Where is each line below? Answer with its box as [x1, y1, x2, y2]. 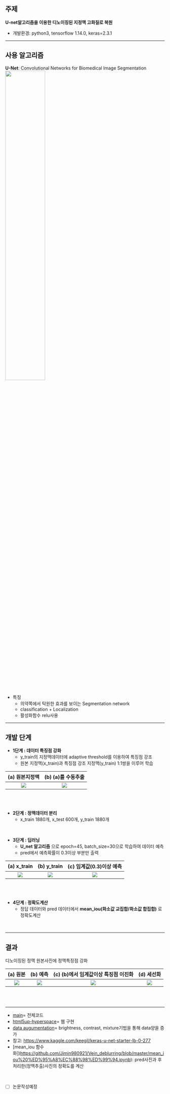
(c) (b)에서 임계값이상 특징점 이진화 [53, 971, 134, 978]
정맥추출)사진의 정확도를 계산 [26, 1063, 84, 1069]
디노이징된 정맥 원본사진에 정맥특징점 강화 [5, 957, 88, 964]
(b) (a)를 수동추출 [44, 774, 85, 781]
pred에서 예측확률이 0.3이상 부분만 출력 [20, 850, 99, 856]
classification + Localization [20, 706, 78, 712]
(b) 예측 [30, 971, 49, 978]
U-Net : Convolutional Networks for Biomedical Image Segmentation [5, 65, 147, 71]
